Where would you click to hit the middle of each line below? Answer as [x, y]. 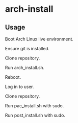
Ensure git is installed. [27, 48]
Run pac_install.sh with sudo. [35, 106]
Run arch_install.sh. [25, 68]
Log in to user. [20, 87]
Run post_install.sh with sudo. [35, 115]
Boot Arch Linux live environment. [39, 39]
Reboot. [13, 77]
